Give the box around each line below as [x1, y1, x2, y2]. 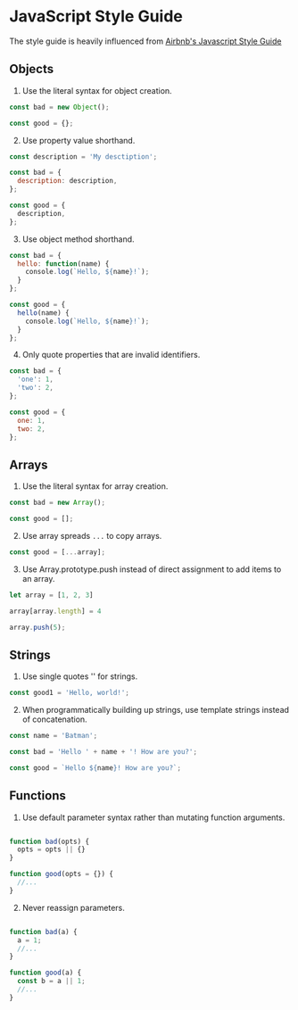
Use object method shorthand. [21, 234, 136, 244]
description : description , [17, 177, 118, 186]
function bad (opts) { [9, 837, 90, 846]
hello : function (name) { [17, 259, 110, 269]
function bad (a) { [9, 927, 78, 936]
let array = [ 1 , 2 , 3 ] [9, 591, 94, 600]
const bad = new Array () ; [9, 498, 105, 508]
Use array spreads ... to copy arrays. [21, 530, 162, 541]
